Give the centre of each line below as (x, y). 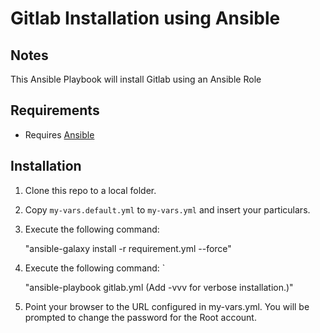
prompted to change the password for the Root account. (140, 317)
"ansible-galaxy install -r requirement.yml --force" (128, 248)
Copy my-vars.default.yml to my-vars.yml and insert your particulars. (167, 209)
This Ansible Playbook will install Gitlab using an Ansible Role (136, 79)
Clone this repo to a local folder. (90, 190)
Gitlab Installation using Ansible (145, 18)
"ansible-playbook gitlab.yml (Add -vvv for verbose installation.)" (159, 287)
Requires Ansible (59, 134)
